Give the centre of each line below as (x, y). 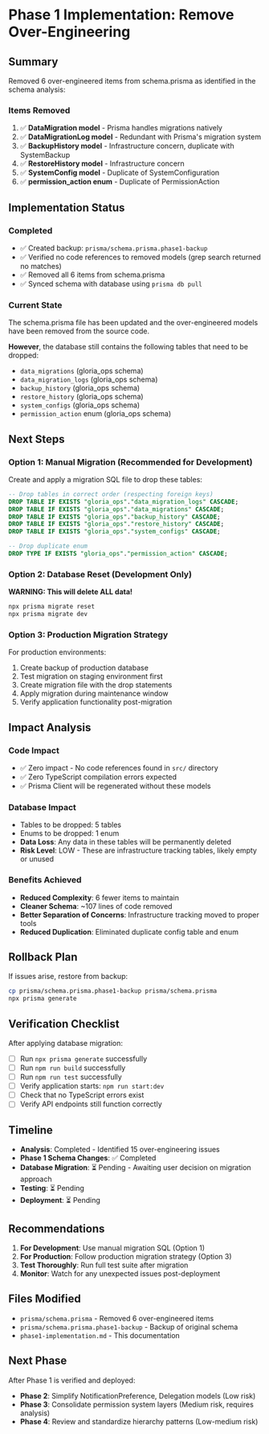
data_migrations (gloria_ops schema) (82, 371)
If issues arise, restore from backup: (68, 977)
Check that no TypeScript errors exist (82, 1095)
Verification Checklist (64, 1024)
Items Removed (39, 110)
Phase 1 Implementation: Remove (121, 15)
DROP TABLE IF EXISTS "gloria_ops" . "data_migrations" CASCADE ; (116, 509)
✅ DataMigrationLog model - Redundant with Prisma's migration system (141, 137)
